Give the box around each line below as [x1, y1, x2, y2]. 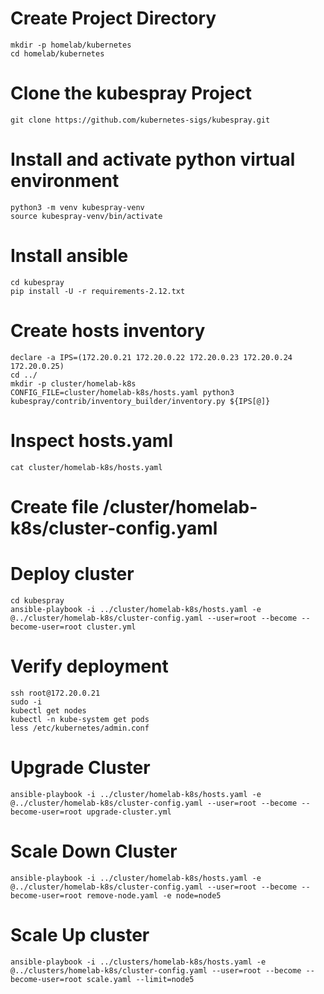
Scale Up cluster [10, 923, 150, 946]
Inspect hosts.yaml [10, 429, 174, 452]
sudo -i [10, 697, 43, 707]
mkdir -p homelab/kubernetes [10, 40, 132, 50]
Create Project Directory [10, 7, 217, 30]
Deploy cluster [10, 563, 135, 585]
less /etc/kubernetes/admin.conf [10, 723, 150, 733]
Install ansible [10, 245, 129, 267]
